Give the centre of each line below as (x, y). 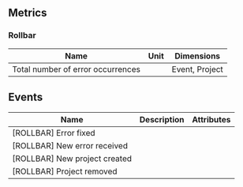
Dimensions (198, 56)
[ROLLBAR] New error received (70, 145)
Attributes (211, 119)
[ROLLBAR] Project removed (65, 171)
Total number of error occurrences (76, 69)
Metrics (28, 13)
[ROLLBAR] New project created (72, 159)
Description (162, 119)
